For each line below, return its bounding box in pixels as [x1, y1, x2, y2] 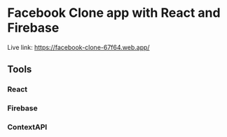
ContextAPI [7, 122, 48, 132]
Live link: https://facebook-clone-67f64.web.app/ [7, 43, 150, 51]
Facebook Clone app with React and [7, 5, 221, 21]
